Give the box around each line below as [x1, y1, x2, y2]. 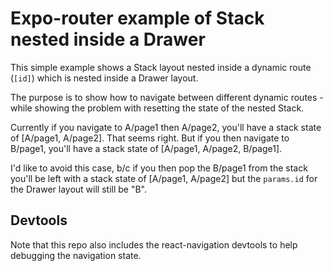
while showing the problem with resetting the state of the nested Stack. [10, 102, 305, 114]
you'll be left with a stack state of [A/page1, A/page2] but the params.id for [10, 172, 318, 184]
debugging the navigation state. [10, 249, 142, 261]
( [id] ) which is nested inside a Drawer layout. [10, 72, 199, 84]
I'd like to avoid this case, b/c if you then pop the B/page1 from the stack [10, 162, 308, 174]
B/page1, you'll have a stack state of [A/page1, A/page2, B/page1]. [10, 142, 283, 154]
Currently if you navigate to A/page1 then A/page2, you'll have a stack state [10, 121, 322, 133]
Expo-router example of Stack [10, 7, 265, 30]
